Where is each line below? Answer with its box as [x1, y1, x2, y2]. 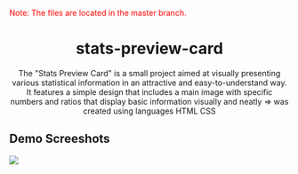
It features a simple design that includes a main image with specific [26, 86, 273, 97]
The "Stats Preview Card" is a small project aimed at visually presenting [18, 67, 281, 78]
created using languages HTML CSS [83, 106, 216, 116]
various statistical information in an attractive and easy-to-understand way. [12, 77, 287, 88]
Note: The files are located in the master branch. [9, 8, 187, 18]
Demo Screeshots [9, 131, 110, 146]
